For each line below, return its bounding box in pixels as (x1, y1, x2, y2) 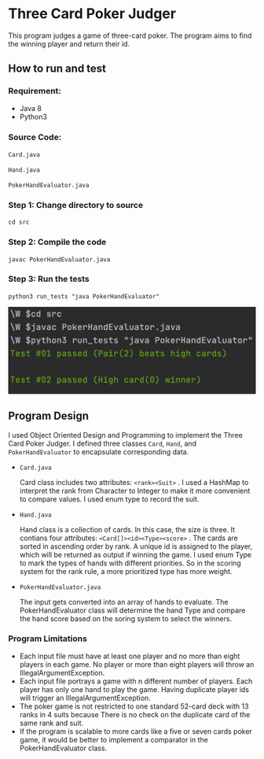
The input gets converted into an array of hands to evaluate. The (19, 597, 229, 606)
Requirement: (8, 86, 61, 97)
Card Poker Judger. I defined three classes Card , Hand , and (8, 439, 197, 448)
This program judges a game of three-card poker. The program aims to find (8, 31, 252, 40)
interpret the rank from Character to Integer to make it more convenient (19, 486, 251, 495)
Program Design (8, 409, 89, 423)
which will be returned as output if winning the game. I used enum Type (19, 550, 252, 559)
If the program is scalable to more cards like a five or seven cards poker (19, 726, 253, 736)
